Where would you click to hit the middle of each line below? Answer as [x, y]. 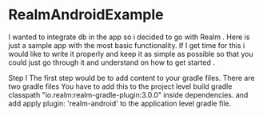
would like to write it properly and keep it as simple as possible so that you [131, 54]
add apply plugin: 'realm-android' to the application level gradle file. [120, 103]
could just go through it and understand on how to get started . [112, 62]
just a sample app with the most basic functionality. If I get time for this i [127, 45]
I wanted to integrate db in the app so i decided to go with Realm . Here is [129, 37]
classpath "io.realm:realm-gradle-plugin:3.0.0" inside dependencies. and [128, 94]
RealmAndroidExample [86, 15]
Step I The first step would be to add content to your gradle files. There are [131, 78]
